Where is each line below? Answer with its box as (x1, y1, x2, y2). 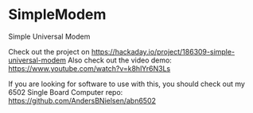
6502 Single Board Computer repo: (8, 87, 123, 96)
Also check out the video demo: (67, 55, 173, 65)
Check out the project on (8, 47, 90, 56)
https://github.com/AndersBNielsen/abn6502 (8, 96, 157, 105)
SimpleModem (8, 6, 107, 24)
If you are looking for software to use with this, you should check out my (8, 79, 245, 89)
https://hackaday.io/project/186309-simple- (91, 47, 235, 56)
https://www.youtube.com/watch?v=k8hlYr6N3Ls (8, 63, 171, 73)
